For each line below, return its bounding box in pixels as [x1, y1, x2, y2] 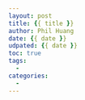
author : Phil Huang [8, 27, 74, 35]
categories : [8, 72, 49, 80]
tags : [8, 57, 27, 65]
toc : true [8, 49, 42, 57]
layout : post [8, 11, 53, 20]
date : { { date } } [8, 34, 67, 43]
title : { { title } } [8, 19, 74, 27]
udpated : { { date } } [8, 42, 79, 50]
